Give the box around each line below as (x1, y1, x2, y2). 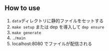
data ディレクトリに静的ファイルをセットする (11, 17, 104, 24)
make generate (11, 30, 41, 35)
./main (11, 36, 26, 41)
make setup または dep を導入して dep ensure (11, 24, 105, 30)
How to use (4, 4, 40, 12)
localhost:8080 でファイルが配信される (11, 41, 93, 47)
